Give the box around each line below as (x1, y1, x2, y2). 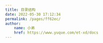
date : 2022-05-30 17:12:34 (5, 12, 61, 17)
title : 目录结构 (5, 7, 36, 12)
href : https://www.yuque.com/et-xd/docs (14, 30, 99, 35)
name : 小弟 (14, 26, 35, 31)
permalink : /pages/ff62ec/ (5, 16, 61, 21)
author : (5, 21, 21, 26)
